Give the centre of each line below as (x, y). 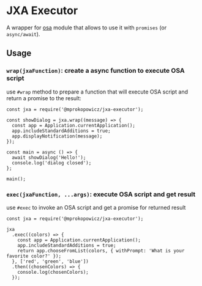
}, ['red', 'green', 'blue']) (50, 261)
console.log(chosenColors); (53, 272)
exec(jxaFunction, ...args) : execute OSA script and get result (101, 194)
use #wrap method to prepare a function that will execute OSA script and (97, 92)
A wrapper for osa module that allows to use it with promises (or (87, 28)
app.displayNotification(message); (57, 136)
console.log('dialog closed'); (52, 163)
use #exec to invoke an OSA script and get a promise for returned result (96, 207)
